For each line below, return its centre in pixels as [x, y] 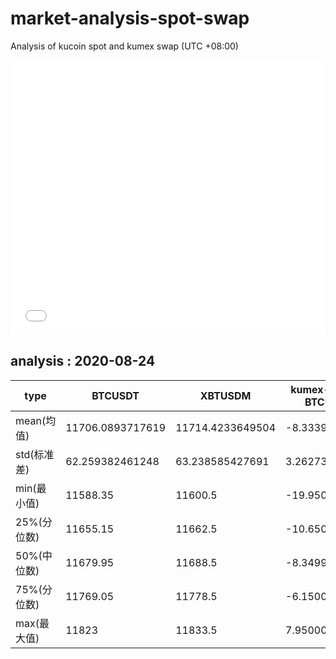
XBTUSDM [225, 395]
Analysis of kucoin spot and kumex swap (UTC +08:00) [124, 46]
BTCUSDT [115, 395]
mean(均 [36, 420]
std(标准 [35, 454]
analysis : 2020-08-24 [83, 361]
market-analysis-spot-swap [130, 18]
